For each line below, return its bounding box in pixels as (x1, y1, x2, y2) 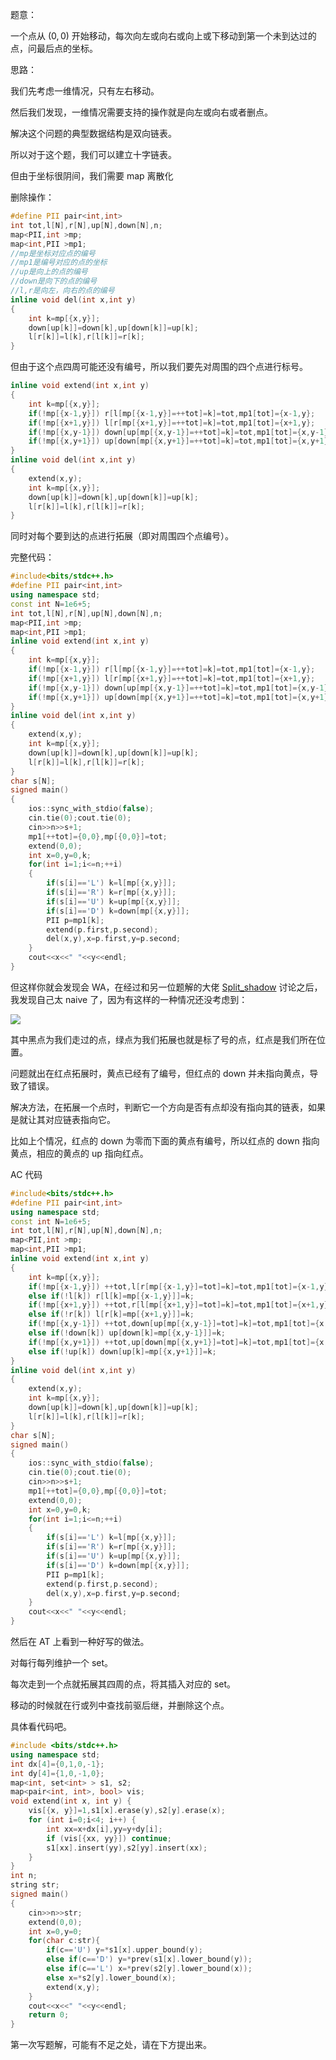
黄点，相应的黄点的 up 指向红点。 (10, 1147, 149, 1159)
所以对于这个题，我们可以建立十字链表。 (10, 149, 177, 160)
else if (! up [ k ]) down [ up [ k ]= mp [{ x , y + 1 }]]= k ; (28, 1346, 217, 1357)
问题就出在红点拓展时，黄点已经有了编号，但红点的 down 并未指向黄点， (10, 1067, 310, 1079)
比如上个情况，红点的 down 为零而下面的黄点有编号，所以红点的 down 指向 (10, 1134, 320, 1147)
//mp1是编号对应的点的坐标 (10, 258, 108, 268)
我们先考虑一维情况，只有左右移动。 (10, 85, 160, 97)
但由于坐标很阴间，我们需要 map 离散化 (10, 170, 174, 182)
